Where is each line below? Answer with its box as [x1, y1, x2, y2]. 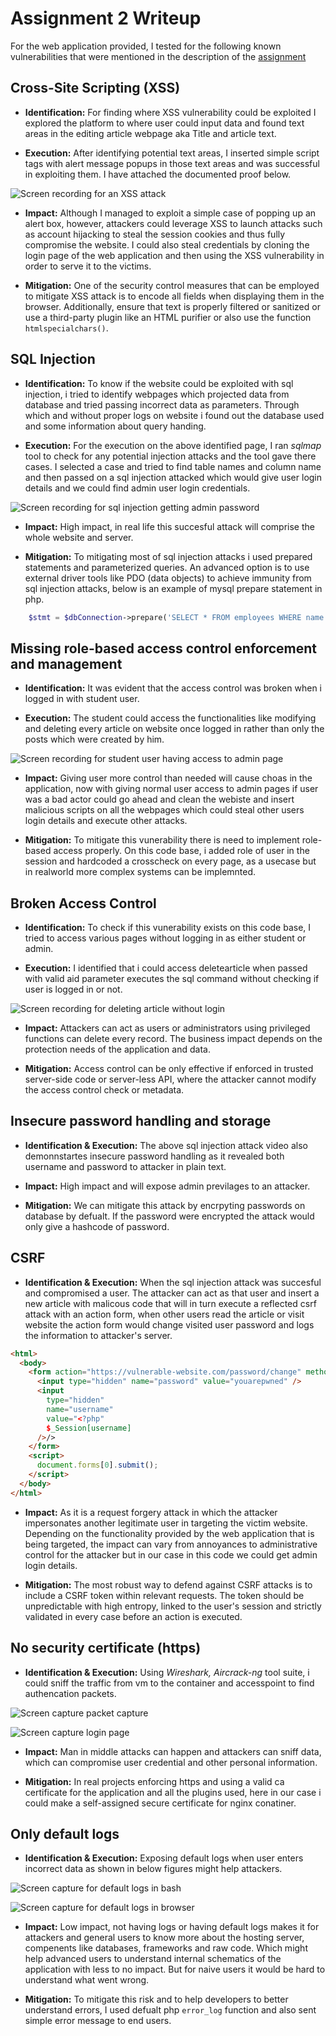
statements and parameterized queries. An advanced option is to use [24, 561, 310, 573]
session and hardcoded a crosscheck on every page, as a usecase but [24, 855, 317, 867]
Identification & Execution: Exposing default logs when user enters [24, 1852, 304, 1864]
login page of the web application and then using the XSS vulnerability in [24, 249, 325, 261]
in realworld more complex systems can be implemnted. [24, 866, 257, 878]
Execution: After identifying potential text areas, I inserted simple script [24, 147, 320, 159]
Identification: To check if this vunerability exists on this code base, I [24, 922, 312, 934]
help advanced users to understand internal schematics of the [24, 1953, 282, 1965]
